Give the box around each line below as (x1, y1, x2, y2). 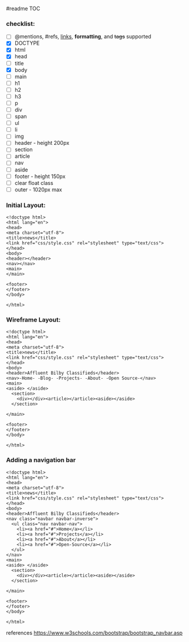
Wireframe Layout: (6, 316, 61, 324)
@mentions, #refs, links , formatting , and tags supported (14, 33, 151, 40)
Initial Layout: (6, 201, 46, 209)
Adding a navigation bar (6, 456, 76, 464)
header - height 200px (14, 140, 69, 147)
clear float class (14, 179, 54, 186)
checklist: (6, 19, 35, 28)
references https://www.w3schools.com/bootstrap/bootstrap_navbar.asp (6, 629, 183, 636)
